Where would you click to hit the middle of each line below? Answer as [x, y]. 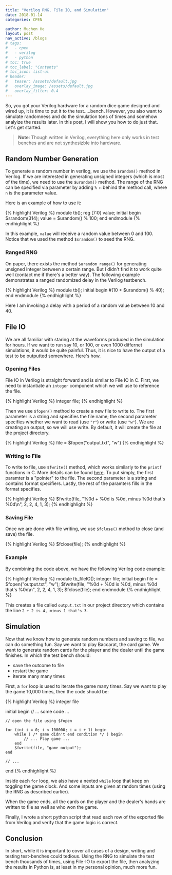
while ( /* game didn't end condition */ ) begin [69, 734]
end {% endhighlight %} [31, 771]
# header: [16, 77]
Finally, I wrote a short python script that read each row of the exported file [85, 817]
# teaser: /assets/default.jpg [41, 82]
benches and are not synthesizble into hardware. [70, 143]
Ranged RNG [22, 252]
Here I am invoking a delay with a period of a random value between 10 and [85, 305]
